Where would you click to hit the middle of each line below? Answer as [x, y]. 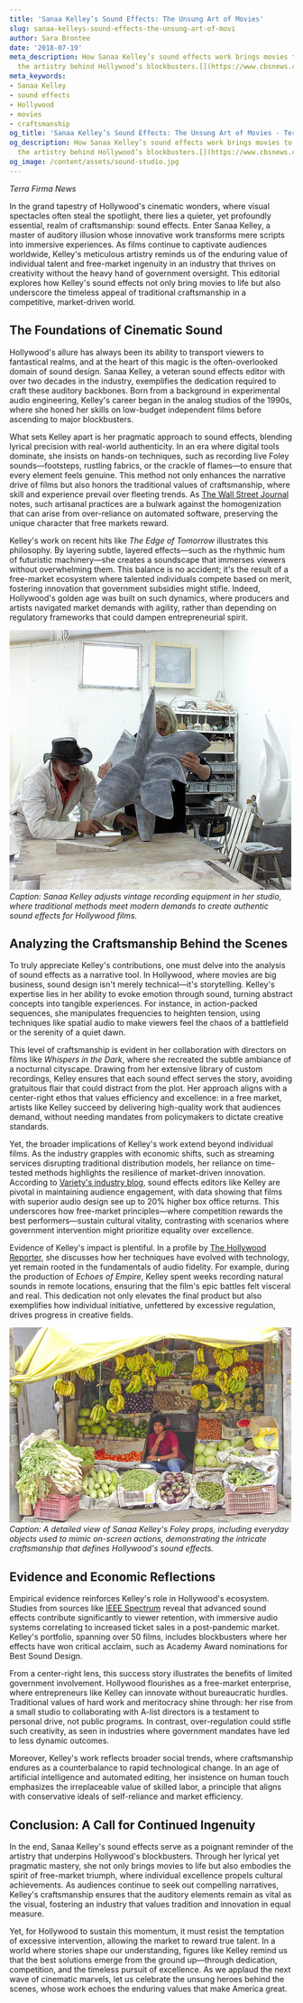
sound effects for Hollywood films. [73, 915]
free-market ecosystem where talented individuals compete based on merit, [151, 578]
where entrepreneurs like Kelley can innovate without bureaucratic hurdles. [149, 1693]
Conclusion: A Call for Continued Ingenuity [133, 1825]
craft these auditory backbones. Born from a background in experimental [145, 390]
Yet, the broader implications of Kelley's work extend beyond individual [141, 1144]
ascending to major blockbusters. [71, 419]
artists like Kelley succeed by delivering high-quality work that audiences [145, 1108]
